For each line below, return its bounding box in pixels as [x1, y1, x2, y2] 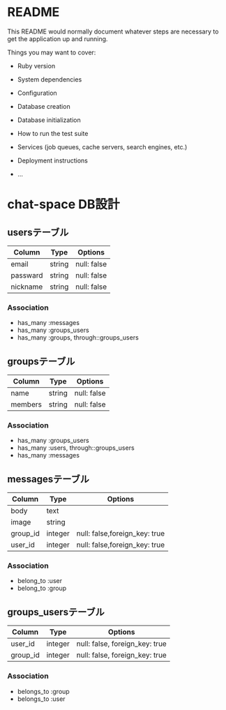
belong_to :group [17, 584, 67, 593]
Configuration [17, 89, 57, 97]
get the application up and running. [7, 34, 108, 43]
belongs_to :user [17, 695, 66, 703]
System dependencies [17, 75, 82, 84]
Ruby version [17, 61, 56, 70]
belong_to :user [17, 577, 63, 585]
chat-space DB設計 [7, 197, 120, 213]
